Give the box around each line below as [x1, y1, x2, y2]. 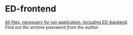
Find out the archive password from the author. [5, 24, 99, 30]
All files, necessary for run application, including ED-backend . [5, 19, 128, 25]
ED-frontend [5, 3, 57, 14]
